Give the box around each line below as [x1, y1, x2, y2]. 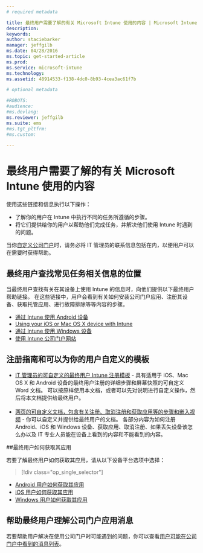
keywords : [6, 31, 31, 37]
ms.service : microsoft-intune [6, 65, 83, 71]
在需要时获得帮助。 [6, 249, 54, 257]
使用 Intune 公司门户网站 [14, 335, 77, 342]
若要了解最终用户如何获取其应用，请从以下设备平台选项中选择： [6, 456, 165, 464]
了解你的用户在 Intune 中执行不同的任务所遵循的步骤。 [14, 214, 150, 221]
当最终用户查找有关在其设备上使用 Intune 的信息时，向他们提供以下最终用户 [6, 286, 195, 293]
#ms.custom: [6, 131, 36, 138]
